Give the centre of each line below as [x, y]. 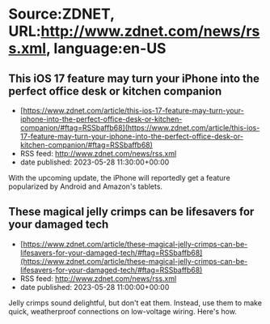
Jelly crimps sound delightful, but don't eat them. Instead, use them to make [135, 303]
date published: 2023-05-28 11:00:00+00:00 [95, 287]
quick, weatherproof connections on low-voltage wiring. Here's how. [122, 311]
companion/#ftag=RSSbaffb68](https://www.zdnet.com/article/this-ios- [140, 128]
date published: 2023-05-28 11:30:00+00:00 [95, 162]
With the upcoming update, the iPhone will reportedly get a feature [119, 178]
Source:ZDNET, [61, 14]
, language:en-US [106, 49]
